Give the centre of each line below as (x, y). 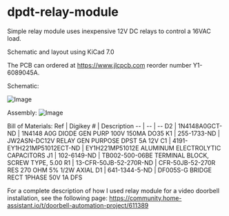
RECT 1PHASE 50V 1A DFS (45, 177)
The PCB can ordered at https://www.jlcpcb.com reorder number (99, 65)
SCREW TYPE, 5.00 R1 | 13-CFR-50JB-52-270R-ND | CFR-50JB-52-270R (111, 162)
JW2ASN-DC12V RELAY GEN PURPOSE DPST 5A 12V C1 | (89, 140)
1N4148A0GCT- (200, 126)
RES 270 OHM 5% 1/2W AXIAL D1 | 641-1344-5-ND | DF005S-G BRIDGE (110, 170)
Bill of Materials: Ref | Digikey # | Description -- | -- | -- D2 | (92, 126)
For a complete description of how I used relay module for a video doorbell (113, 190)
